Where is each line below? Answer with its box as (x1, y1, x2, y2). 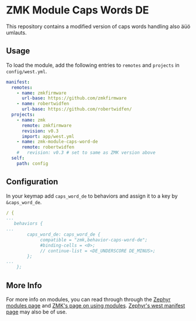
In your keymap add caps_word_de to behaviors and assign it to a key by (6, 192, 178, 199)
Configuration (6, 177, 59, 187)
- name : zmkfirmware (16, 90, 67, 96)
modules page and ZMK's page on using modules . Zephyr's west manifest (6, 302, 185, 309)
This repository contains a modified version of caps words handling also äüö (6, 23, 191, 30)
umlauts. (6, 29, 27, 36)
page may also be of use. (6, 308, 67, 315)
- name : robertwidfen (16, 101, 69, 107)
